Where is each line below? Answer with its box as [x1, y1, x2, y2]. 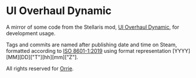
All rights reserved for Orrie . [6, 65, 74, 72]
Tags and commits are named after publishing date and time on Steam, [6, 41, 177, 48]
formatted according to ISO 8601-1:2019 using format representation [6, 47, 171, 54]
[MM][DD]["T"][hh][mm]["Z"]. [6, 53, 78, 60]
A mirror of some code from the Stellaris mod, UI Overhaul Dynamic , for [6, 23, 180, 30]
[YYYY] [172, 47, 191, 54]
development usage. [6, 29, 56, 36]
